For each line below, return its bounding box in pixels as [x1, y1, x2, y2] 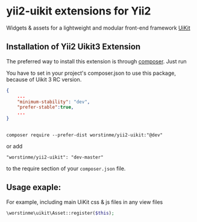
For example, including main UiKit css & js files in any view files [6, 198, 163, 206]
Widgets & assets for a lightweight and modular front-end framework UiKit [6, 24, 191, 31]
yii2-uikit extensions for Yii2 [6, 4, 151, 18]
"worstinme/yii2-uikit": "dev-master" [6, 154, 104, 160]
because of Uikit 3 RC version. [6, 75, 82, 83]
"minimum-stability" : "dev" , [17, 98, 90, 105]
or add [6, 142, 23, 150]
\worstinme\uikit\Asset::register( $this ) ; [6, 210, 114, 216]
